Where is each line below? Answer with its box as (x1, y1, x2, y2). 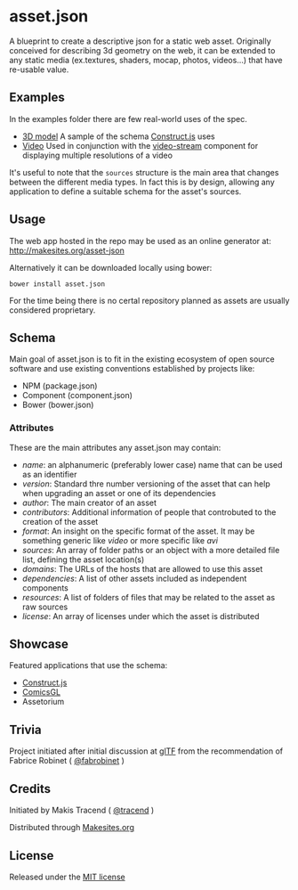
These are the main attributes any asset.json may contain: (9, 442, 221, 453)
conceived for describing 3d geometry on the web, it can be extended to (9, 45, 276, 55)
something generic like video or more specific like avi (21, 535, 218, 545)
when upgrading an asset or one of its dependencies (21, 487, 216, 498)
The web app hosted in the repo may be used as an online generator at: (9, 235, 271, 246)
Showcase (9, 637, 69, 652)
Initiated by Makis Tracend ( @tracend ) (9, 804, 155, 816)
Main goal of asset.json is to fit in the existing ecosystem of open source (9, 354, 276, 364)
